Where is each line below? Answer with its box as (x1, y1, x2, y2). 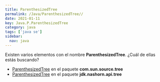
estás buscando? (5, 56, 40, 63)
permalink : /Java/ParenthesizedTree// (5, 12, 83, 16)
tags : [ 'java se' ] (5, 29, 42, 34)
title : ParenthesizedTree (5, 7, 57, 12)
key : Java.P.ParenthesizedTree (5, 20, 68, 26)
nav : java (9, 39, 29, 43)
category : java (5, 25, 36, 30)
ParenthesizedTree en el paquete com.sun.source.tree (12, 66, 123, 72)
